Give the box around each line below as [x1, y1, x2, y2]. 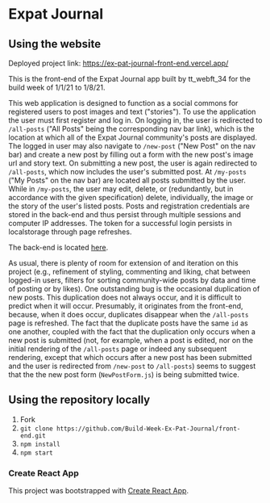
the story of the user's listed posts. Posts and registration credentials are [8, 201, 250, 211]
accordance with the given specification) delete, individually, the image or [8, 193, 254, 202]
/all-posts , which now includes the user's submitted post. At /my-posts [8, 167, 247, 176]
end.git [19, 431, 46, 440]
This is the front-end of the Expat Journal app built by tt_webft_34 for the [8, 74, 251, 83]
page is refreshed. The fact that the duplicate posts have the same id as [8, 318, 248, 328]
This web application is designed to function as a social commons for [8, 99, 239, 107]
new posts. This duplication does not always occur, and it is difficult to [8, 292, 242, 302]
